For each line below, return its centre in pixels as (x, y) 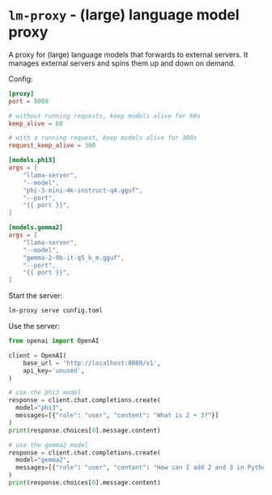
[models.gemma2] (36, 228)
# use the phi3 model (45, 393)
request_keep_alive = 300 (52, 146)
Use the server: (34, 326)
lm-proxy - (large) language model (124, 15)
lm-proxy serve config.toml (56, 311)
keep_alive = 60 (36, 123)
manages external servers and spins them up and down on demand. (122, 63)
